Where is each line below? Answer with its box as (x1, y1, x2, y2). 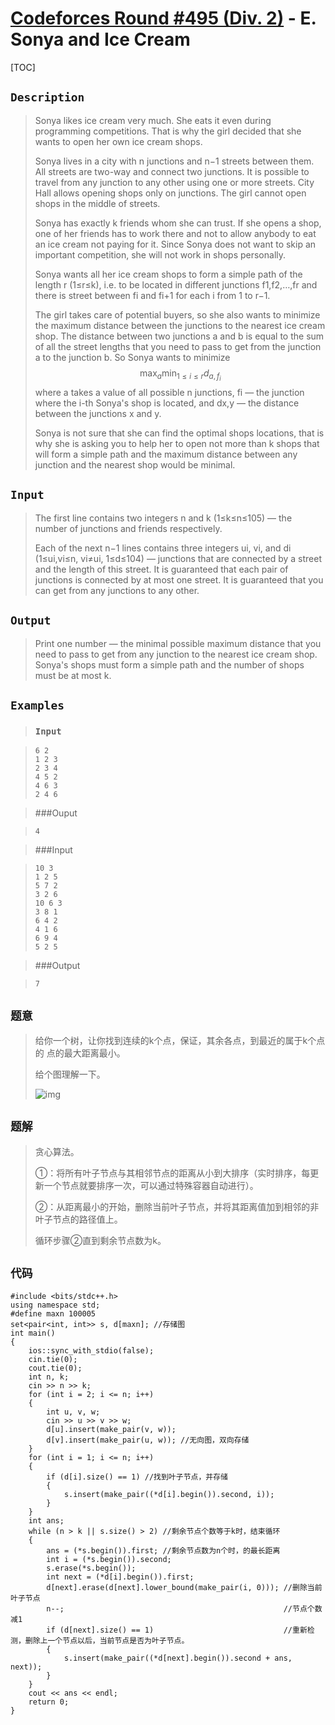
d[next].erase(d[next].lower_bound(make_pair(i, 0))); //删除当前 (46, 1582, 323, 1592)
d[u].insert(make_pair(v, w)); (46, 1424, 177, 1434)
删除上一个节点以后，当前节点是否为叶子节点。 (24, 1635, 190, 1646)
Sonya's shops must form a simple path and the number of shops (34, 658, 305, 671)
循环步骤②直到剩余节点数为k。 (34, 1234, 167, 1246)
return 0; (28, 1697, 70, 1707)
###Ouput (34, 807, 78, 819)
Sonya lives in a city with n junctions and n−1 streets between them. (34, 155, 315, 167)
